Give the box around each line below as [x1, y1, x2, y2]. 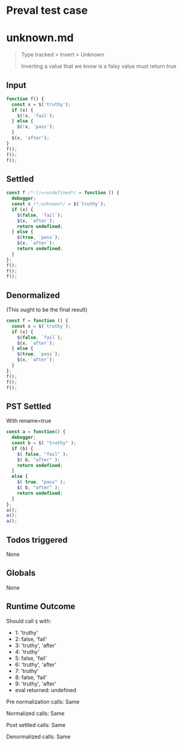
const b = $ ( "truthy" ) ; [11, 440, 77, 446]
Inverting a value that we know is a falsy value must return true [20, 62, 177, 70]
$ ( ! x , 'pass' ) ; [17, 124, 55, 130]
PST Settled [6, 401, 52, 411]
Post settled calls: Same [6, 721, 66, 728]
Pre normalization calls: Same [6, 698, 80, 705]
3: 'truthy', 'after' [14, 642, 57, 649]
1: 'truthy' [14, 629, 38, 636]
